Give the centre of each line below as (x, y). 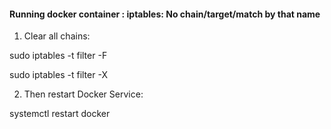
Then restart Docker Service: (83, 94)
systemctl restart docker (60, 114)
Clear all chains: (57, 36)
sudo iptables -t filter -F (58, 56)
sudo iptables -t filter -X (58, 75)
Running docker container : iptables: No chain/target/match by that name (165, 14)
